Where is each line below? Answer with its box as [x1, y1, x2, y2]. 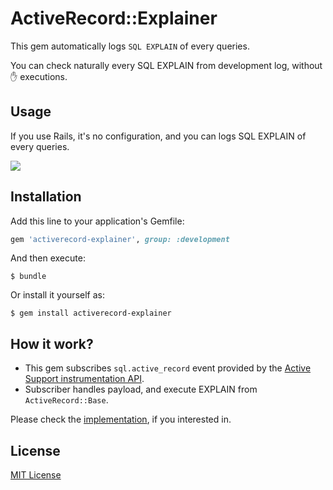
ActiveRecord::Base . [24, 394, 109, 406]
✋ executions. [10, 70, 68, 82]
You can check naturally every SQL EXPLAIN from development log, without [10, 59, 323, 71]
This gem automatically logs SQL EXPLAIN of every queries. [10, 40, 250, 52]
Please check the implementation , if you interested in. [10, 413, 232, 426]
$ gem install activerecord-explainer [10, 308, 172, 319]
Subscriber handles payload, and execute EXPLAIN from [24, 383, 258, 396]
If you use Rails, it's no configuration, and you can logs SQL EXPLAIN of [10, 130, 307, 142]
